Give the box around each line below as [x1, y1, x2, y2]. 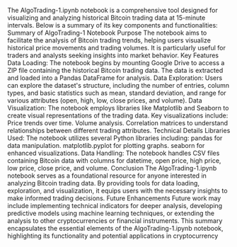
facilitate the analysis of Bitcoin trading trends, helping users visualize [7, 36, 211, 45]
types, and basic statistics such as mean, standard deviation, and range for [7, 88, 226, 97]
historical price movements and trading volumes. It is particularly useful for [7, 44, 226, 52]
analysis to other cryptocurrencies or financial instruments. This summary [7, 217, 223, 225]
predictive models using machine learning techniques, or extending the [7, 209, 214, 217]
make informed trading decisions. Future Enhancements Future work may [7, 194, 221, 202]
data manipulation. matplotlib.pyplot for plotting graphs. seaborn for [7, 142, 205, 149]
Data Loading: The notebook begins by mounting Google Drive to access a [7, 59, 225, 67]
